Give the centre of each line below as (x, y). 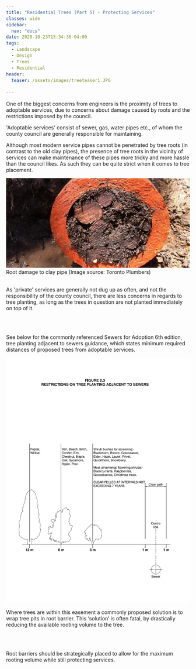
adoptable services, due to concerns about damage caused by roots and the (98, 110)
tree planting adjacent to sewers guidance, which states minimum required (96, 344)
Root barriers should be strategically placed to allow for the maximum (90, 653)
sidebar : (17, 25)
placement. (20, 170)
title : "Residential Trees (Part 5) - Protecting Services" (81, 12)
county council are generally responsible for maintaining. (74, 134)
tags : (13, 43)
